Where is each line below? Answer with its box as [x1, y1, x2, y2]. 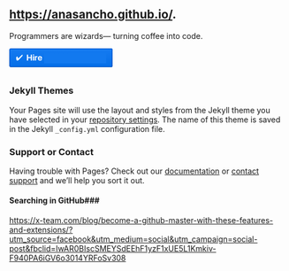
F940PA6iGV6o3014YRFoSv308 [9, 252, 126, 264]
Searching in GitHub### [9, 195, 100, 206]
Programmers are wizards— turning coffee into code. [9, 30, 203, 41]
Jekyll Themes [9, 84, 74, 97]
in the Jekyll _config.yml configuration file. [9, 123, 165, 134]
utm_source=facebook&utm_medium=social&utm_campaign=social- [9, 234, 258, 244]
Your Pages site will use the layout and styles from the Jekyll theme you [9, 105, 271, 115]
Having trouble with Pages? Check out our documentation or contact [9, 166, 259, 176]
